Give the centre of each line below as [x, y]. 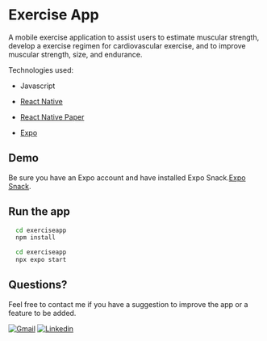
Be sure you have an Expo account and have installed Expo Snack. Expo [127, 177]
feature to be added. [42, 313]
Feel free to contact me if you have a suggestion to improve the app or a [128, 304]
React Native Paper [52, 117]
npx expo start [41, 260]
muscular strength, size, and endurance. [75, 54]
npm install [36, 238]
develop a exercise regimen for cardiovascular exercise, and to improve [127, 45]
